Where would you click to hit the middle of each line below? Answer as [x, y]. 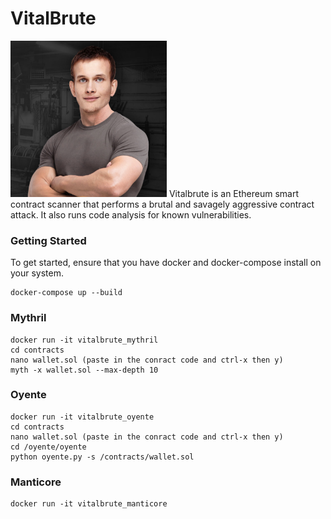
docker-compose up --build [66, 293]
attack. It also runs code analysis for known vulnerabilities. [131, 214]
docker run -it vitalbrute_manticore [89, 504]
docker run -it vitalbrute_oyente [82, 417]
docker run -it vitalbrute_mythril [84, 340]
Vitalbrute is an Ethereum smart [234, 193]
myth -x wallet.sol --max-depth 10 [84, 370]
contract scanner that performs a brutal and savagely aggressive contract [162, 204]
